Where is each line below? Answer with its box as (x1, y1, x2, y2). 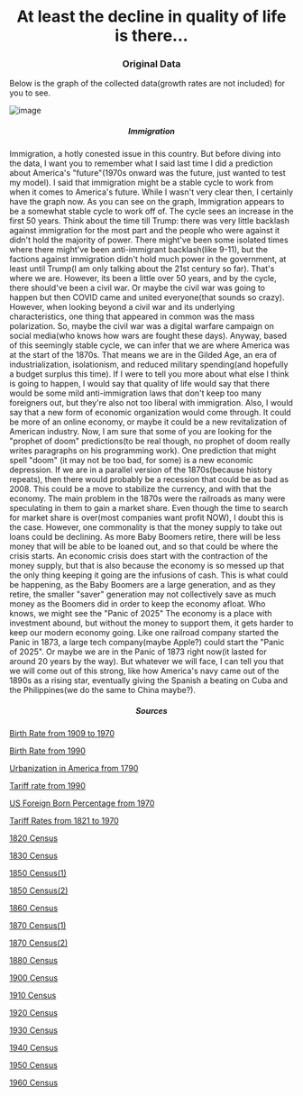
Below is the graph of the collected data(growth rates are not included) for (9, 78, 286, 89)
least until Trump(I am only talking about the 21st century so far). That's (9, 263, 275, 274)
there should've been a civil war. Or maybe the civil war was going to (9, 282, 266, 294)
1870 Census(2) (9, 937, 69, 948)
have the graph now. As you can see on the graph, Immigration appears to (9, 196, 285, 207)
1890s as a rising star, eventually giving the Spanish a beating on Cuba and (9, 675, 289, 686)
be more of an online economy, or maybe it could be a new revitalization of (9, 416, 288, 427)
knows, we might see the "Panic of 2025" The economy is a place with (9, 608, 272, 619)
